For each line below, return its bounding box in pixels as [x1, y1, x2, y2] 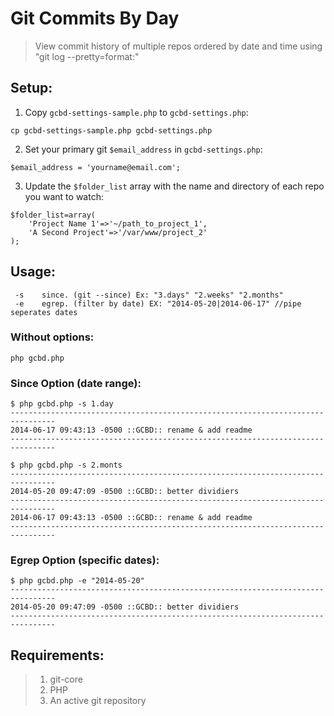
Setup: [10, 80, 53, 97]
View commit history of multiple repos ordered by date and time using [34, 40, 323, 52]
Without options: [10, 330, 95, 344]
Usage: [10, 263, 57, 281]
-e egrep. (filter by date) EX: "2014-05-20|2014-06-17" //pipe [14, 298, 302, 309]
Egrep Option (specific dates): [10, 553, 160, 567]
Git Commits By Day [10, 7, 180, 30]
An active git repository [49, 695, 147, 707]
